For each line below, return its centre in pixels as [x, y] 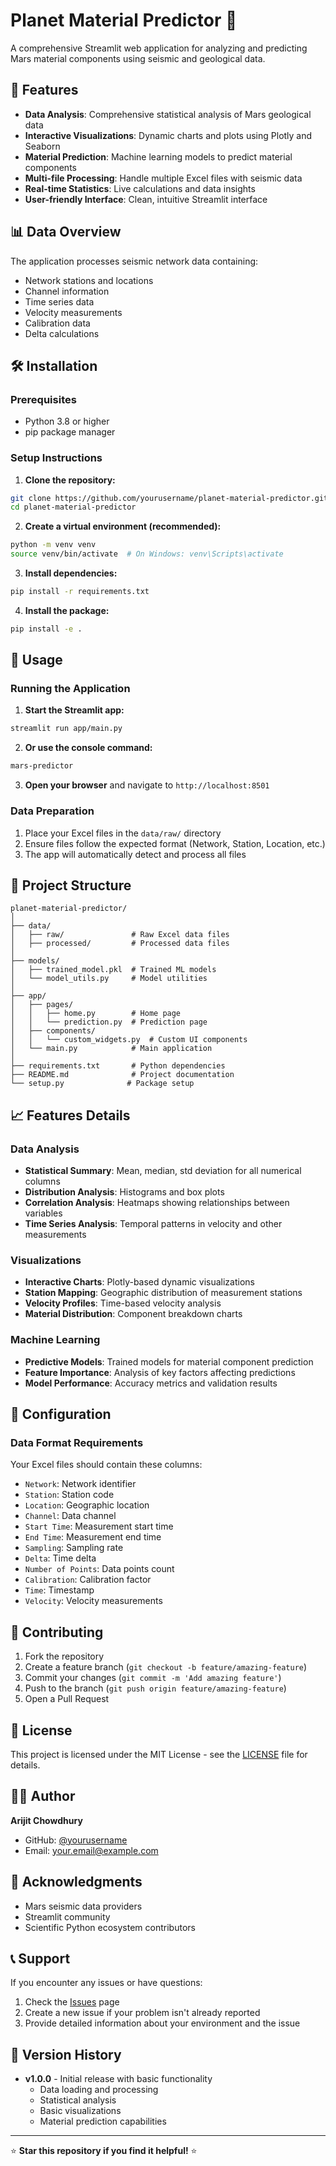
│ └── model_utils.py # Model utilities [109, 979]
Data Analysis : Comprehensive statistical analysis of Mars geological [168, 114]
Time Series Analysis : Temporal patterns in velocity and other [153, 1224]
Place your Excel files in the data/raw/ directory [123, 833]
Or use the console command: [88, 748]
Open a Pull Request [67, 1699]
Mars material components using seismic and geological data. [138, 58]
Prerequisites [43, 399]
